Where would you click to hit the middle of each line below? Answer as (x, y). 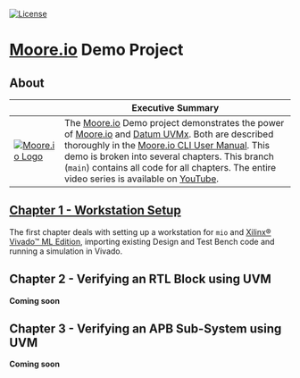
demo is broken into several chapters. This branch (169, 156)
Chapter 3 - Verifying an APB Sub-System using (146, 329)
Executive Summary (175, 108)
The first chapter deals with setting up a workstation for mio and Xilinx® (140, 231)
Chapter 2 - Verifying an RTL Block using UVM (141, 279)
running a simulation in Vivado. (66, 251)
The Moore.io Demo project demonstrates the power (174, 123)
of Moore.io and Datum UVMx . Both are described (169, 134)
